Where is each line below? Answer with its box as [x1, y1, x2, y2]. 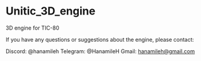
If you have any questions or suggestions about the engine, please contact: [5, 36, 194, 43]
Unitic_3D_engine [5, 4, 95, 18]
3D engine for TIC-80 [5, 24, 60, 31]
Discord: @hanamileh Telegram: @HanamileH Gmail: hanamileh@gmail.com [5, 47, 195, 55]
